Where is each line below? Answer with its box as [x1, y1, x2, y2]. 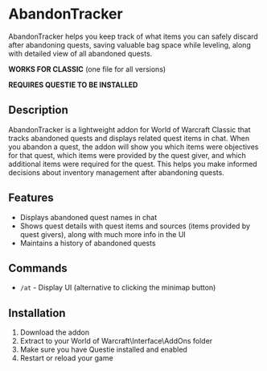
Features [8, 191, 54, 205]
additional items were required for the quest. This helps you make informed [8, 159, 257, 169]
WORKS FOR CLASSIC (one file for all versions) [8, 64, 166, 73]
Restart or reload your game [19, 353, 114, 363]
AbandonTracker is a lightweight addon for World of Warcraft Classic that [8, 124, 251, 134]
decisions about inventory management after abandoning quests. [8, 167, 225, 177]
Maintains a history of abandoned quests [19, 238, 156, 248]
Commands [8, 261, 68, 275]
